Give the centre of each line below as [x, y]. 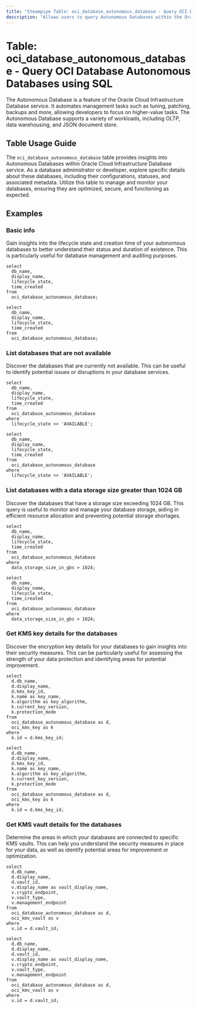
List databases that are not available [59, 353]
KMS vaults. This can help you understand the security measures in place [95, 844]
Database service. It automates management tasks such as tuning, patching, [98, 106]
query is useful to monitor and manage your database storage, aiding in [92, 509]
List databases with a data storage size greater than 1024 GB [94, 490]
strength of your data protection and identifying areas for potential [86, 659]
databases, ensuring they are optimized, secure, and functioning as [87, 189]
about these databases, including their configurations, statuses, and [88, 176]
